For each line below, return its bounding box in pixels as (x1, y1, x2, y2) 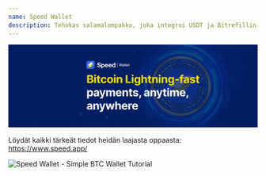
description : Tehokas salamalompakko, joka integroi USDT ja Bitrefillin (8, 21, 257, 29)
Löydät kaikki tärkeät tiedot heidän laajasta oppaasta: (8, 136, 182, 145)
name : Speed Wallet (8, 13, 73, 21)
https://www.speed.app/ (8, 143, 88, 154)
